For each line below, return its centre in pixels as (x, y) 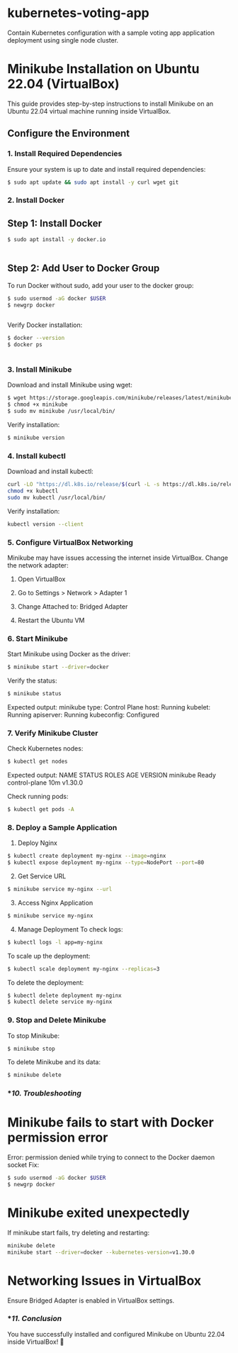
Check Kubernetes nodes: (45, 749)
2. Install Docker (36, 200)
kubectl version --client (45, 524)
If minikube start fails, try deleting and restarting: (79, 1232)
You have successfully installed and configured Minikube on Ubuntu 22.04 (116, 1334)
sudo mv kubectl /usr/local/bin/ (57, 497)
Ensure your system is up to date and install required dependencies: (107, 169)
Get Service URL (42, 876)
